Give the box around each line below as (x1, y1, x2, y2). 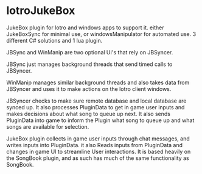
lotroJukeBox (6, 4, 75, 18)
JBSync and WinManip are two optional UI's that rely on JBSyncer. (6, 48, 173, 56)
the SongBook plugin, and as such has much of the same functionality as (6, 154, 190, 162)
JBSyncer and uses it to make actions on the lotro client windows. (6, 85, 172, 92)
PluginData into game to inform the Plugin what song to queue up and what (6, 117, 195, 124)
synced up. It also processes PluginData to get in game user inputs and (6, 103, 185, 111)
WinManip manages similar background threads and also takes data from (6, 79, 190, 86)
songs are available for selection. (6, 123, 89, 130)
